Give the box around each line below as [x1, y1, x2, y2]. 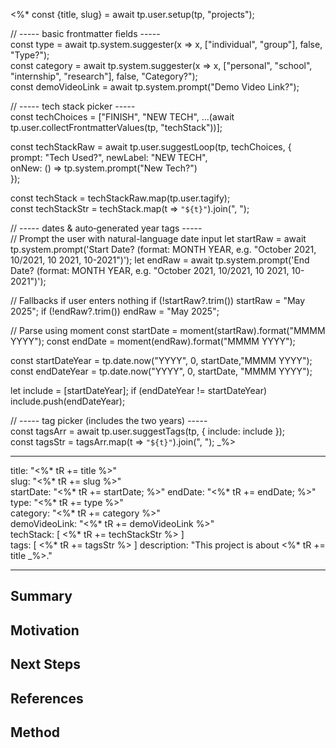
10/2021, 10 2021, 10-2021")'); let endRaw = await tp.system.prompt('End [10, 254, 310, 266]
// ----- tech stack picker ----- [10, 100, 136, 112]
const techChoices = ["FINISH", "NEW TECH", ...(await [10, 111, 235, 123]
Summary [10, 588, 73, 605]
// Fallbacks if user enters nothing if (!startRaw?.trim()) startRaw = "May [10, 295, 306, 306]
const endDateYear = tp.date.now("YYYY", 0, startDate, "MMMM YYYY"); [10, 365, 313, 377]
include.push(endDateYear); [10, 395, 126, 407]
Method [10, 724, 61, 741]
